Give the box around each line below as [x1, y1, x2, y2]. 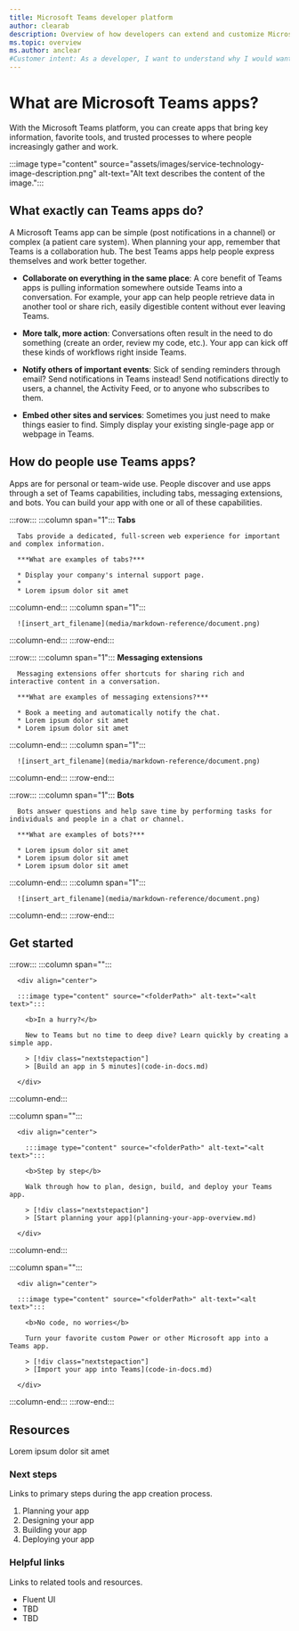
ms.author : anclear [9, 46, 82, 55]
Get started [9, 935, 74, 950]
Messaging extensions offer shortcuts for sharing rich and [17, 669, 245, 678]
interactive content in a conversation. [9, 676, 162, 686]
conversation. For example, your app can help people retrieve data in [21, 291, 276, 302]
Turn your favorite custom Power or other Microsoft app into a [25, 1334, 269, 1343]
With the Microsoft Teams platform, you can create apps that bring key [9, 122, 269, 133]
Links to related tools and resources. [9, 1577, 143, 1587]
